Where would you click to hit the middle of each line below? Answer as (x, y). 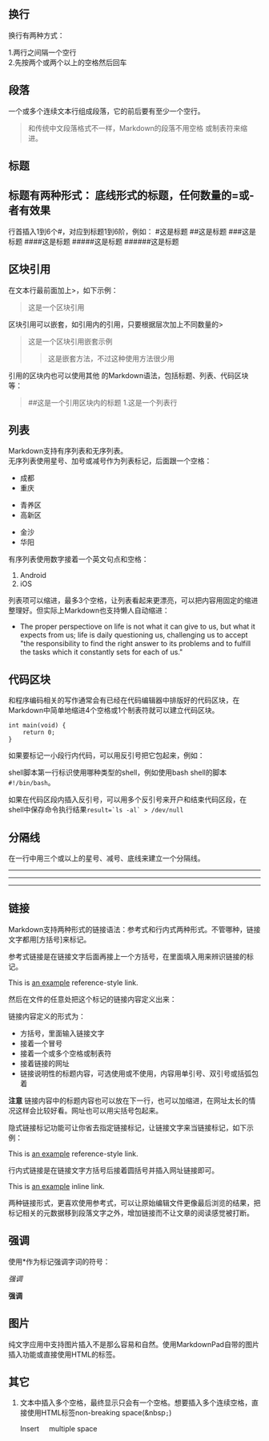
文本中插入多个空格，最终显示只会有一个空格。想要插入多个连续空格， (136, 1402)
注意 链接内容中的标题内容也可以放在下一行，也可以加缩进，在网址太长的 (128, 1100)
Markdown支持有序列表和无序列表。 (68, 451)
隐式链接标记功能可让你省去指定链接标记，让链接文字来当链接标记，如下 (127, 1127)
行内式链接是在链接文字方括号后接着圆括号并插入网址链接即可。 (113, 1170)
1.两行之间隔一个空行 (42, 52)
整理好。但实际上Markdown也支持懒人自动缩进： (89, 611)
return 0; (39, 733)
